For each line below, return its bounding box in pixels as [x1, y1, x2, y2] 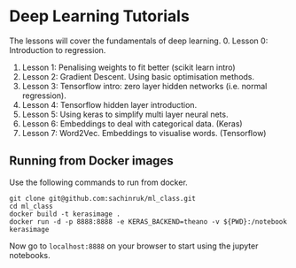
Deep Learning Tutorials [9, 6, 191, 27]
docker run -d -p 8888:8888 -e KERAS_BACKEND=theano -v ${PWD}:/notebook [9, 217, 288, 226]
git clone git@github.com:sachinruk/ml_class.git [9, 194, 197, 203]
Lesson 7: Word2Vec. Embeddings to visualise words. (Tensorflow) [21, 127, 267, 138]
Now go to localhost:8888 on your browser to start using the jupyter [9, 241, 259, 251]
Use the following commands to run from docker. [9, 177, 188, 188]
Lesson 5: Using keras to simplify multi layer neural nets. [21, 109, 229, 119]
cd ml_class [9, 202, 53, 211]
